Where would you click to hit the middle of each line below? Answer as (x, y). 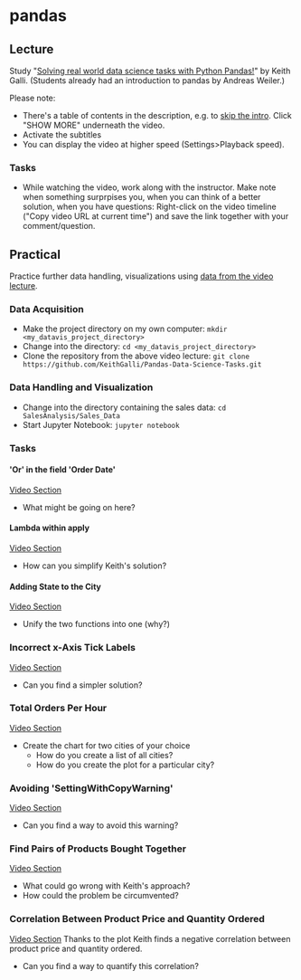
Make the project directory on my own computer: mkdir (125, 329)
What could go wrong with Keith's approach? (106, 886)
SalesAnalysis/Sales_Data (71, 416)
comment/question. (59, 226)
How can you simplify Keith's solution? (94, 566)
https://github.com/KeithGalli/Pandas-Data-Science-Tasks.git (142, 365)
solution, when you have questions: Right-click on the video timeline (150, 207)
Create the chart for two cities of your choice (106, 745)
